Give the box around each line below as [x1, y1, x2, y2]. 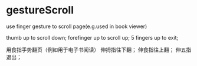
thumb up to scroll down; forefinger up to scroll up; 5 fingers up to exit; [6, 34, 179, 41]
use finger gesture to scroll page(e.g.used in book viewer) [6, 23, 147, 30]
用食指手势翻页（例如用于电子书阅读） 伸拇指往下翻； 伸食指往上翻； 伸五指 [6, 46, 192, 53]
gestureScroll [6, 4, 74, 17]
